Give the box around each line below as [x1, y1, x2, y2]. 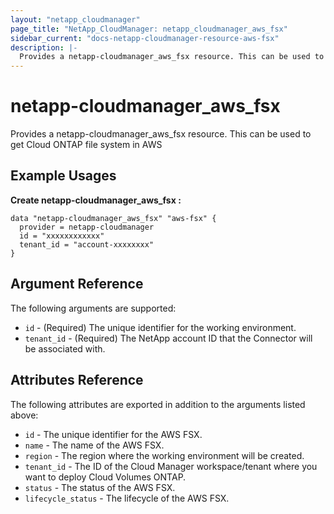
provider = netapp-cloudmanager [19, 222, 155, 232]
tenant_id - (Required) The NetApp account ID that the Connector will [24, 332, 313, 344]
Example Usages [10, 167, 117, 185]
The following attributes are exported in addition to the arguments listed [10, 398, 306, 410]
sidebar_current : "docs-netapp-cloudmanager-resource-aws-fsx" [10, 33, 280, 43]
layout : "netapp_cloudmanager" [10, 14, 141, 25]
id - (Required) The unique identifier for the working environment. [24, 321, 297, 333]
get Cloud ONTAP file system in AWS [10, 139, 163, 151]
